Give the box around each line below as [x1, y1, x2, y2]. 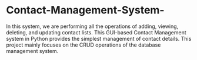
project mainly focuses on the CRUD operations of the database [6, 41, 161, 48]
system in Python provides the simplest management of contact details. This [6, 35, 192, 42]
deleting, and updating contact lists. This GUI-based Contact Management [6, 29, 186, 36]
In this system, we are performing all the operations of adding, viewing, [6, 23, 179, 30]
